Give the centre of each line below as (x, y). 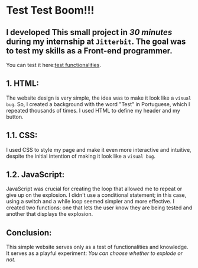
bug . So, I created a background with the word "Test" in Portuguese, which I (98, 104)
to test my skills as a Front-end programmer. (89, 51)
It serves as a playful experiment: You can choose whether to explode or (95, 253)
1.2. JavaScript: (35, 175)
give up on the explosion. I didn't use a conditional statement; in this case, (96, 195)
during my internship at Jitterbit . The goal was (96, 41)
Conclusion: (29, 233)
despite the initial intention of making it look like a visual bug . (81, 156)
